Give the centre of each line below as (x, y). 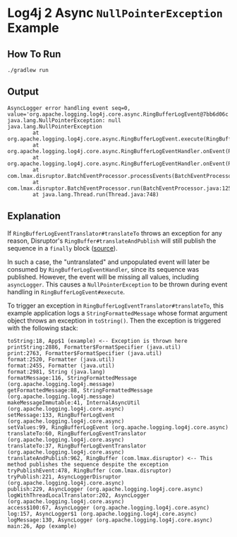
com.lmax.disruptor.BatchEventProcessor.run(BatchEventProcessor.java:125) (121, 188)
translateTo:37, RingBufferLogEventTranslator (77, 446)
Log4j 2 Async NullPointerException (115, 13)
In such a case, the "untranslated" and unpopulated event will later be (109, 262)
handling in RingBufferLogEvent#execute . (66, 291)
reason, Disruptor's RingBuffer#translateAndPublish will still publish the (112, 241)
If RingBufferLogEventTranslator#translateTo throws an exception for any (115, 233)
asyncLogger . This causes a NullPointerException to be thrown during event (117, 284)
